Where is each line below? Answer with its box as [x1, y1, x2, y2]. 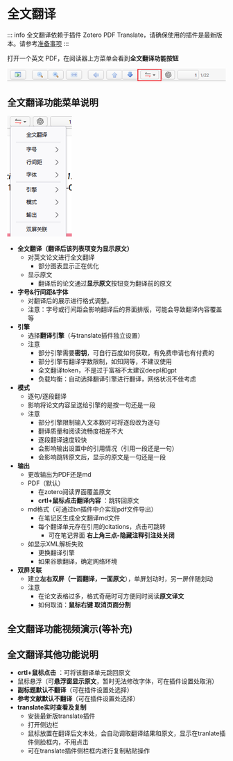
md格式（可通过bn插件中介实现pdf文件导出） [27, 505, 157, 514]
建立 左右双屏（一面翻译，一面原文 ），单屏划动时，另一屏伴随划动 [27, 575, 214, 583]
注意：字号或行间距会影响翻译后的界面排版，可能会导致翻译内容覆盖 [27, 305, 223, 313]
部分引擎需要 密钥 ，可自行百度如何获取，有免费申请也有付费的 [37, 349, 215, 357]
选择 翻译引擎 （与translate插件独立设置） [27, 332, 144, 340]
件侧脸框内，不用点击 [27, 738, 89, 746]
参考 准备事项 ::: [25, 39, 69, 47]
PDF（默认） [27, 479, 64, 487]
